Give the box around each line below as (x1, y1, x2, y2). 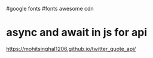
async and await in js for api (6, 26, 148, 39)
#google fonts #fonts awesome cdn (6, 5, 94, 12)
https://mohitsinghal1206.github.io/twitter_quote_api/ (6, 45, 136, 52)
